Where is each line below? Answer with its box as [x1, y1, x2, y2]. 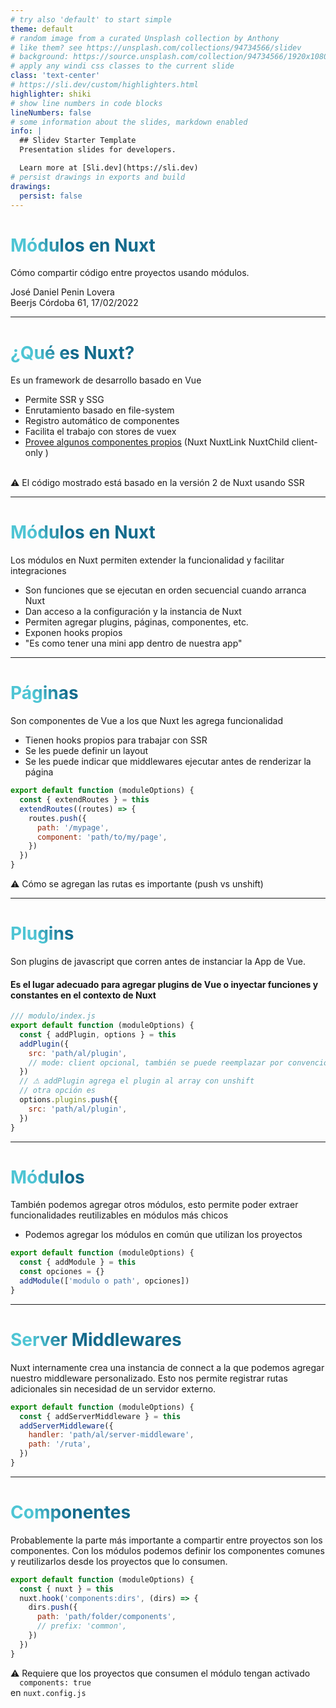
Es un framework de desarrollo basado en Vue [10, 374, 202, 386]
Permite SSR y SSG [24, 394, 105, 406]
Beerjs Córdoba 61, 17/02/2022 [10, 297, 139, 309]
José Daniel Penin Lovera [10, 286, 115, 298]
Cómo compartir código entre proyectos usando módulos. [10, 267, 250, 279]
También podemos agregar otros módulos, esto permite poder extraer [10, 1199, 299, 1211]
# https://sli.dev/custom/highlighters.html [10, 80, 199, 90]
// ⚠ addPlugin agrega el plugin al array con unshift [19, 1076, 255, 1086]
